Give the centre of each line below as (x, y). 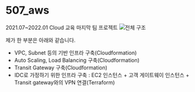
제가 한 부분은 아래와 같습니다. (41, 40)
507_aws (27, 10)
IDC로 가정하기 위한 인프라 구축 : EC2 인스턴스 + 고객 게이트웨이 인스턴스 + (102, 75)
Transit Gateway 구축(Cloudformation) (61, 67)
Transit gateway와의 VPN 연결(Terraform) (64, 82)
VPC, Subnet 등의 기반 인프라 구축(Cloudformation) (75, 53)
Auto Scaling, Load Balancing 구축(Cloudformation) (77, 60)
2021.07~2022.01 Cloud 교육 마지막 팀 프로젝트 (62, 27)
